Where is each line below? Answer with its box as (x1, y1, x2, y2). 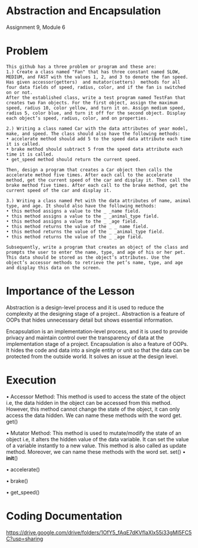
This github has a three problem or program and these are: (6, 64, 157, 70)
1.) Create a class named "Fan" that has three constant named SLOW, (6, 69, 181, 75)
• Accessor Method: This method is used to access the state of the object (6, 393, 186, 400)
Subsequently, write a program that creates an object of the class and (6, 244, 189, 250)
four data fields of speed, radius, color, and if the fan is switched (6, 84, 186, 90)
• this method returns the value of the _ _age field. (6, 234, 144, 240)
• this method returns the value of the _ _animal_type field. (6, 229, 165, 235)
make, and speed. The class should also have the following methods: (6, 131, 181, 137)
